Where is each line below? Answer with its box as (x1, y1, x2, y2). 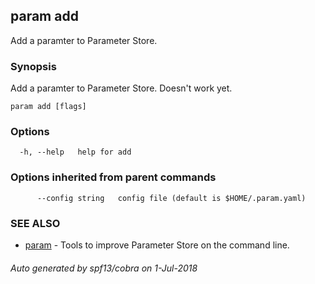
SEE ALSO (10, 216, 61, 230)
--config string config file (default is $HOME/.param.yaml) (36, 193, 307, 203)
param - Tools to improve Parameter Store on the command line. (24, 239, 290, 251)
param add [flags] (10, 102, 87, 112)
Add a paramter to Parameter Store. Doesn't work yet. (10, 82, 233, 94)
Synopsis (10, 59, 57, 73)
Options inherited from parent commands (10, 170, 217, 184)
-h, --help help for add (19, 147, 132, 158)
